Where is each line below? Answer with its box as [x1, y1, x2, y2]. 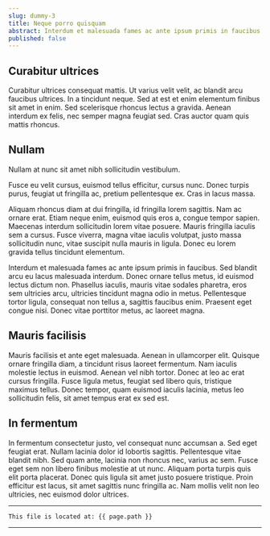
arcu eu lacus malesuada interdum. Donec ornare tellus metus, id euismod [8, 271, 255, 280]
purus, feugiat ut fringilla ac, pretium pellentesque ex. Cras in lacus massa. [8, 189, 256, 198]
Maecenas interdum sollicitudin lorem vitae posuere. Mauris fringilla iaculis [8, 221, 256, 231]
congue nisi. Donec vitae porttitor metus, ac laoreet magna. [8, 305, 205, 315]
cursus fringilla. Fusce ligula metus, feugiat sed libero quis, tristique [8, 376, 232, 385]
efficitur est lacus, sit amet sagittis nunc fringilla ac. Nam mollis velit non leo [8, 480, 260, 490]
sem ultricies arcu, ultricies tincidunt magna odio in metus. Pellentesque [8, 288, 247, 298]
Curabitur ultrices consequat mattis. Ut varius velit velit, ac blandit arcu [8, 85, 243, 95]
